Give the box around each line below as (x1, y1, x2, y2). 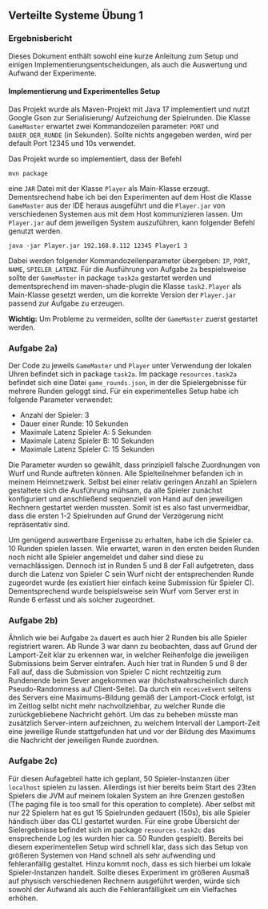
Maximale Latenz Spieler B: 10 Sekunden (19, 436, 154, 446)
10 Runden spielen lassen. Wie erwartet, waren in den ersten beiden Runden (8, 544, 260, 554)
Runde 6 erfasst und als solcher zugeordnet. (8, 595, 155, 605)
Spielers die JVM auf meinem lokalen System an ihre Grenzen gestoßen (8, 790, 246, 800)
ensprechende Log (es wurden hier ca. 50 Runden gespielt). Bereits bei (8, 833, 244, 843)
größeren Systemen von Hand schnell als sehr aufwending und (8, 850, 216, 860)
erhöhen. (8, 893, 38, 903)
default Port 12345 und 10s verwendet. (8, 138, 136, 148)
